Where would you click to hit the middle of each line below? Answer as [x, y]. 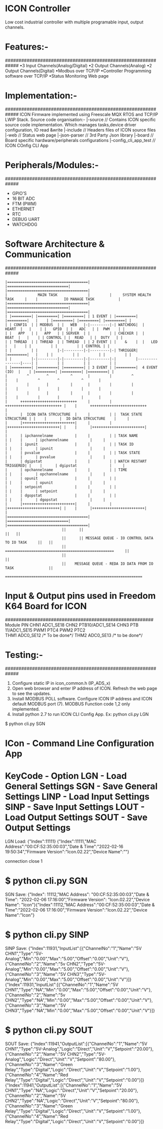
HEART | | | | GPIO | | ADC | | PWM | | [65, 329]
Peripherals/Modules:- [52, 165]
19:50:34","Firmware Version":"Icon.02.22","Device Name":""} [67, 852]
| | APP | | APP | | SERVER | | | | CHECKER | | [75, 333]
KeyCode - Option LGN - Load [66, 776]
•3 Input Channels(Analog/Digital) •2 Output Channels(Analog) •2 [86, 65]
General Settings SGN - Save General [81, 786]
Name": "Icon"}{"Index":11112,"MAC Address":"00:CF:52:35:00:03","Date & [80, 905]
